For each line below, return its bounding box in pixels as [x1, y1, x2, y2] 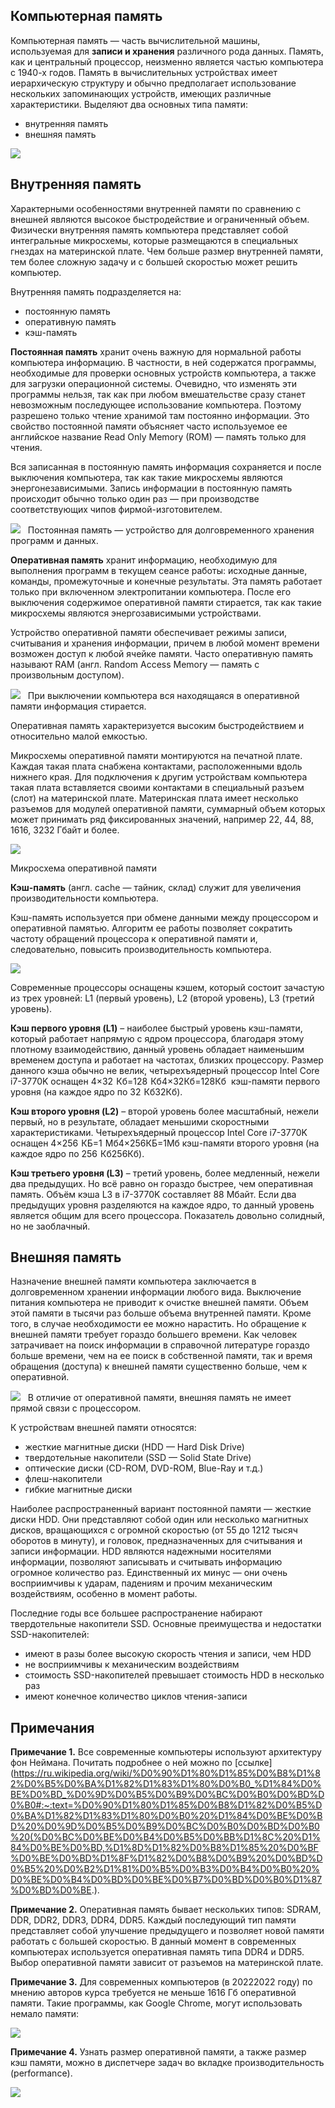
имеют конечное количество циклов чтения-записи [24, 1690, 248, 1703]
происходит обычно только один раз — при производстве [10, 492, 260, 504]
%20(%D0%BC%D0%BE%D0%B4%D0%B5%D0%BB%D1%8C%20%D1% [10, 1831, 321, 1843]
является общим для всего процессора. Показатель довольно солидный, [10, 1209, 326, 1221]
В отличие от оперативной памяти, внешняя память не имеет [27, 1392, 292, 1404]
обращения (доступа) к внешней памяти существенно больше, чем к [10, 1360, 307, 1373]
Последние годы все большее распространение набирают [10, 1607, 263, 1619]
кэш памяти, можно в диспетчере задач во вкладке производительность [10, 2057, 325, 2069]
